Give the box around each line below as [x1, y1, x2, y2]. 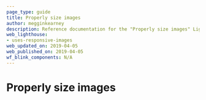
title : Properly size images [6, 15, 81, 21]
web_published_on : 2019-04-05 [6, 49, 84, 55]
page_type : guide [6, 9, 51, 15]
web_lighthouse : [6, 32, 48, 38]
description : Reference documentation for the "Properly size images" [6, 26, 191, 32]
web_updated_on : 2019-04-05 [6, 43, 78, 49]
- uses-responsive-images [6, 37, 72, 43]
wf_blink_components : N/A [6, 54, 72, 60]
